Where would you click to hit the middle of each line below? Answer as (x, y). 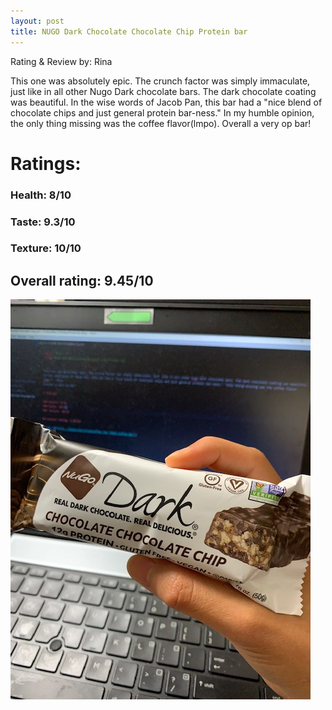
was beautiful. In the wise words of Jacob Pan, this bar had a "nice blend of (166, 102)
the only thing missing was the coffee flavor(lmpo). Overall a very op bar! (161, 123)
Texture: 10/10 (46, 248)
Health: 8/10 (41, 195)
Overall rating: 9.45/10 (82, 280)
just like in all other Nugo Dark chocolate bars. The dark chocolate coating (163, 91)
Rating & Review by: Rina (61, 61)
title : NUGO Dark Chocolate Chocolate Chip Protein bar (129, 31)
